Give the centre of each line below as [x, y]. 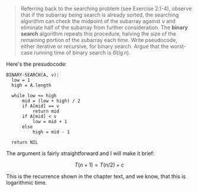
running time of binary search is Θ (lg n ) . [82, 52]
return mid [46, 111]
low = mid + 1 [50, 121]
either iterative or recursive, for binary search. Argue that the [95, 46]
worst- [178, 46]
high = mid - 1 [51, 132]
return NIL [25, 142]
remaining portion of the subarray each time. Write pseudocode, [99, 40]
